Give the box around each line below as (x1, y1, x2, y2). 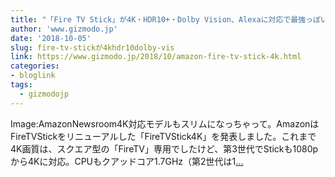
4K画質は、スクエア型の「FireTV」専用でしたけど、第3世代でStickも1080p (10, 142, 319, 155)
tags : (10, 80, 33, 90)
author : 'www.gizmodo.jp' (10, 24, 118, 34)
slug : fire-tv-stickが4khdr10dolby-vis (10, 42, 175, 53)
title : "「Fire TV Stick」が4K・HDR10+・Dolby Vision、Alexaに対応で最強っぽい (10, 14, 328, 25)
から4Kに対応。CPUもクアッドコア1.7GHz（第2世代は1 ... (10, 155, 244, 167)
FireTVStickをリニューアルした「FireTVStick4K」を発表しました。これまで (10, 130, 317, 142)
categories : (10, 61, 60, 71)
